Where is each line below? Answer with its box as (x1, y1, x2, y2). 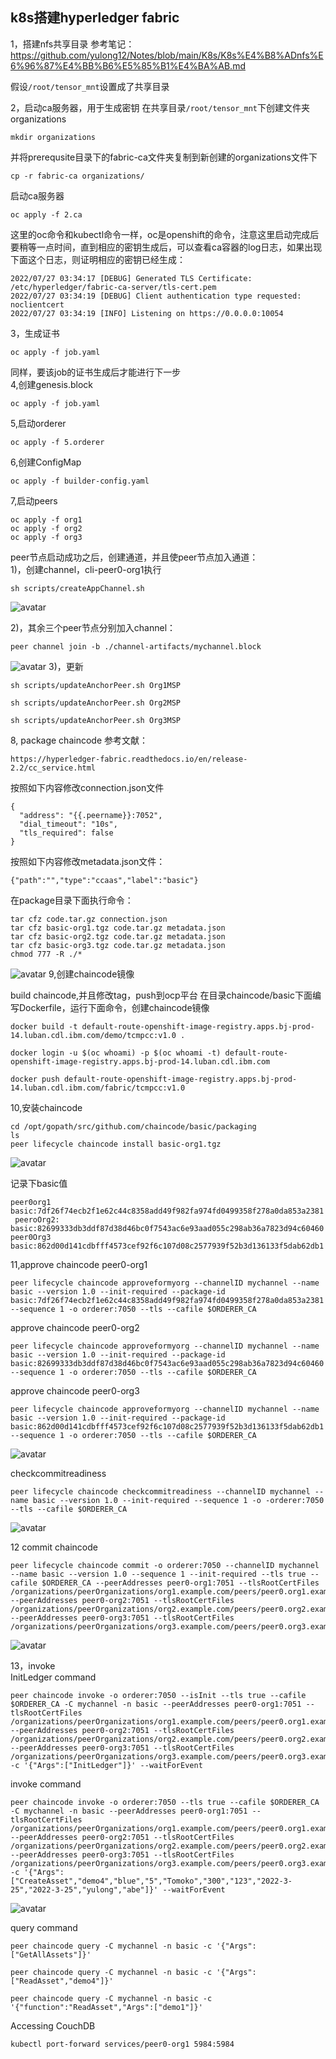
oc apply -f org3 (10, 532, 83, 542)
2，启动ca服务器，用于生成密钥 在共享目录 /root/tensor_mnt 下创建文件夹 (10, 101, 311, 113)
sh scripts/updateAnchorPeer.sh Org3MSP (10, 715, 182, 725)
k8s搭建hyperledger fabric (10, 9, 180, 27)
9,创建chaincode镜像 (48, 968, 135, 980)
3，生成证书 (10, 327, 60, 339)
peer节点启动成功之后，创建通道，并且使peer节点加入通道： (10, 551, 259, 563)
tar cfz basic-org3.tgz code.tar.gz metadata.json (10, 940, 226, 950)
